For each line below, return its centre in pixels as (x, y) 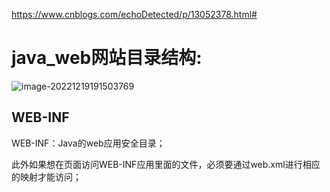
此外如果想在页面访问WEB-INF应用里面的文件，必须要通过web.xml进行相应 (166, 164)
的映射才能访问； (46, 176)
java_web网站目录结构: (107, 58)
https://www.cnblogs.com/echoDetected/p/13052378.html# (134, 14)
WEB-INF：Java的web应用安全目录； (88, 143)
